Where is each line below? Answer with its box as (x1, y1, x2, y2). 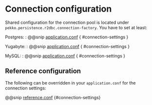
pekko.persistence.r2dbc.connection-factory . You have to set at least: (5, 24, 148, 30)
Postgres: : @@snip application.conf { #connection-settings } (5, 34, 129, 40)
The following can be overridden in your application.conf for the (5, 80, 136, 86)
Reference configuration (5, 67, 81, 75)
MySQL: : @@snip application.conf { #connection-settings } (5, 52, 126, 59)
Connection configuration (5, 3, 112, 15)
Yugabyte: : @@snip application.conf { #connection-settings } (5, 43, 130, 49)
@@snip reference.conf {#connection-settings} (5, 94, 101, 100)
